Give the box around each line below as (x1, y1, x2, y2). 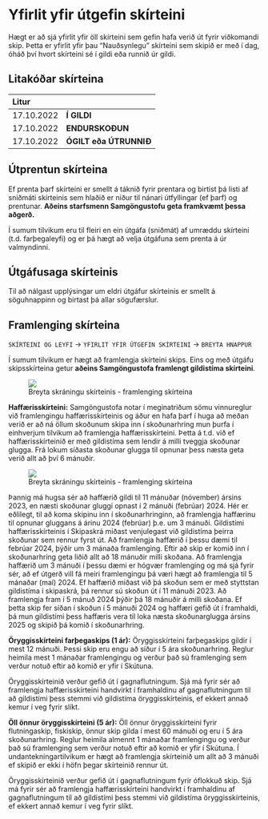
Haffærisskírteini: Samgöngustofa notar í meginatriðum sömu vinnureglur (8, 403, 252, 412)
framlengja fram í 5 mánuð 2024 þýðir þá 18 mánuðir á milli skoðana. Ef (8, 595, 242, 604)
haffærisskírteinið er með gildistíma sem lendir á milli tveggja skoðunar (8, 436, 241, 446)
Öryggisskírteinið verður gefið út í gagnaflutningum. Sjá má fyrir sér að (8, 676, 241, 686)
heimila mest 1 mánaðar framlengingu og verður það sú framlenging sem (8, 652, 247, 662)
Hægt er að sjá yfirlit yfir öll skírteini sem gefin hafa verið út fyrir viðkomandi (8, 32, 259, 42)
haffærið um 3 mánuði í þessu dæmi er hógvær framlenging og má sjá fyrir (8, 560, 254, 570)
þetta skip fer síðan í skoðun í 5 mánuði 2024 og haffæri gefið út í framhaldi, (8, 603, 258, 613)
